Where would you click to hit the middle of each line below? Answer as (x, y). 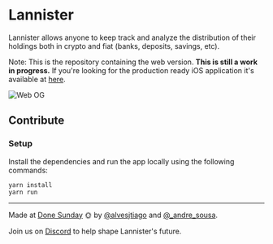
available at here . (37, 79)
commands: (28, 170)
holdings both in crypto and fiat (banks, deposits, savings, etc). (114, 46)
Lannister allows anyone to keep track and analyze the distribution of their (132, 37)
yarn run (23, 192)
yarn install (30, 185)
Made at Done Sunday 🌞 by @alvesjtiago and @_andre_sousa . (113, 215)
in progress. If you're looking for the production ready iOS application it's (131, 70)
